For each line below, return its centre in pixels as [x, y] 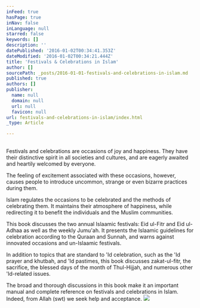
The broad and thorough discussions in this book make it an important [93, 285]
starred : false [25, 34]
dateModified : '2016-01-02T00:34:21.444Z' [60, 56]
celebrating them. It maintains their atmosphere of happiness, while [89, 206]
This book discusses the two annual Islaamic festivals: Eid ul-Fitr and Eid [96, 224]
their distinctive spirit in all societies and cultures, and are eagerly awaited [97, 157]
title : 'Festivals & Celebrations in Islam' [62, 62]
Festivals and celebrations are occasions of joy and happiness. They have [97, 151]
